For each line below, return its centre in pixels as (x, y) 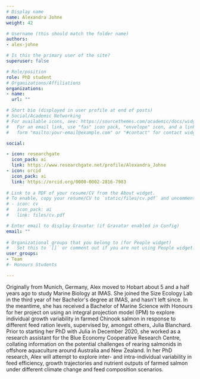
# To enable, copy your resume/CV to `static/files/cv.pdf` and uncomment (101, 198)
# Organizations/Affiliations (44, 83)
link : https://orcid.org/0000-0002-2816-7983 (69, 182)
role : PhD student (29, 77)
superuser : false (28, 61)
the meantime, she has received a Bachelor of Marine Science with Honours (99, 306)
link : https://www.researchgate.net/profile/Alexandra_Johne (89, 165)
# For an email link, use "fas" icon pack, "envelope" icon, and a (94, 127)
